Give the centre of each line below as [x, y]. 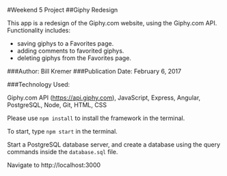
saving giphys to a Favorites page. [65, 43]
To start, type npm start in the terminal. [62, 131]
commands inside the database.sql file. [63, 152]
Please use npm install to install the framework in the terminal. [96, 118]
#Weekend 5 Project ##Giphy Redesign [63, 10]
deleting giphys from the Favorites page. [74, 58]
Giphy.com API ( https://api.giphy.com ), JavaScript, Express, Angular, [104, 98]
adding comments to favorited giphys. [70, 51]
